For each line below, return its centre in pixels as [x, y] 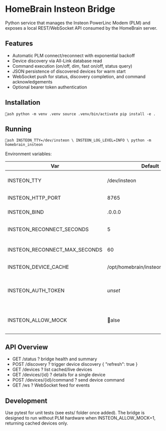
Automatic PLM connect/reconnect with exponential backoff [73, 55]
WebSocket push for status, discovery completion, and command [79, 76]
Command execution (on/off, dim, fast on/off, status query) [72, 66]
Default [150, 166]
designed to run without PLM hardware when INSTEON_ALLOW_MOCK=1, [80, 418]
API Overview [27, 347]
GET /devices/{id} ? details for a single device [59, 375]
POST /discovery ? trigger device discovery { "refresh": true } [75, 364]
